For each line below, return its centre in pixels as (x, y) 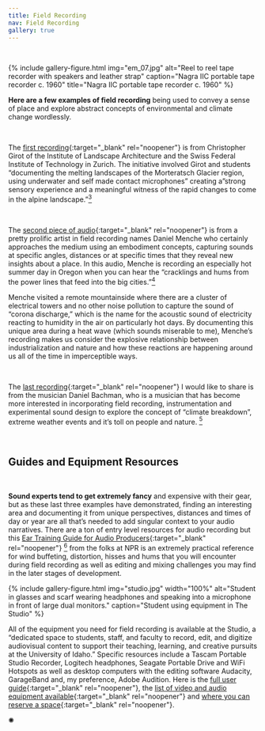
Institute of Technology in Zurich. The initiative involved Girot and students (129, 165)
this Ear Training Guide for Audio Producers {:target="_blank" (107, 538)
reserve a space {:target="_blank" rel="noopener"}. (92, 704)
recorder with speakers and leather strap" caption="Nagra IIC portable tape (131, 77)
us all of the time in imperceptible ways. (73, 356)
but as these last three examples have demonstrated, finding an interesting (130, 505)
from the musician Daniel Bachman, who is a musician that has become (124, 395)
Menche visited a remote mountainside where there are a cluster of (118, 297)
